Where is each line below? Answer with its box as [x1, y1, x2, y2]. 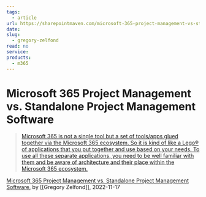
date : [6, 26, 20, 32]
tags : [6, 9, 20, 15]
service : [6, 49, 29, 55]
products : [6, 54, 32, 61]
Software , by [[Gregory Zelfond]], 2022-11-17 [6, 184, 121, 191]
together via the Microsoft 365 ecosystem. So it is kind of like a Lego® [21, 139, 199, 147]
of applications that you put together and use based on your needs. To [21, 146, 200, 153]
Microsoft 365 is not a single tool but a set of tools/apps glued [21, 133, 179, 140]
